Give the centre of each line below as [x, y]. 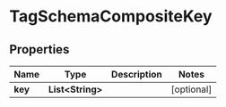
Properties [39, 49]
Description [137, 74]
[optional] [191, 89]
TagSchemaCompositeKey [111, 16]
